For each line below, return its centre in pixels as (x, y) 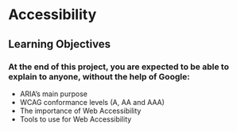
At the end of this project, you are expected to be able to (118, 67)
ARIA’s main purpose (53, 94)
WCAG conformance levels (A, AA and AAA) (92, 102)
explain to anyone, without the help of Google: (99, 76)
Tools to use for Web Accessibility (76, 119)
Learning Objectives (60, 44)
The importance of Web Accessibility (80, 111)
